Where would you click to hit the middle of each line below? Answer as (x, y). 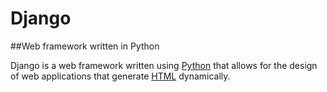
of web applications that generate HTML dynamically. (120, 76)
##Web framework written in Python (85, 46)
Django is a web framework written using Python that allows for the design (164, 65)
